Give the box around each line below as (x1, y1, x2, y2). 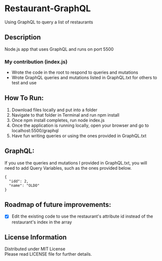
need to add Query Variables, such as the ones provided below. (4, 165, 132, 171)
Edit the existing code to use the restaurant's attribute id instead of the (11, 213, 153, 220)
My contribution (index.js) (4, 58, 68, 65)
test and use (11, 80, 37, 86)
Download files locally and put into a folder (11, 107, 98, 113)
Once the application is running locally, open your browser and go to (11, 122, 149, 128)
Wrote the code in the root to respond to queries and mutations (11, 69, 138, 76)
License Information (4, 233, 67, 241)
